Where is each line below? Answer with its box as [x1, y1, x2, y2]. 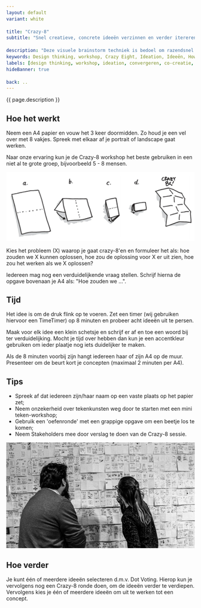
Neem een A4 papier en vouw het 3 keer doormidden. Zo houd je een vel [6, 129, 187, 137]
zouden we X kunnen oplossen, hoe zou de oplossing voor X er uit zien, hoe [6, 253, 194, 260]
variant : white [6, 16, 44, 22]
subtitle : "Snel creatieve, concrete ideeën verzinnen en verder [6, 35, 172, 41]
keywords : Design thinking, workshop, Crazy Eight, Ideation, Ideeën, [6, 54, 186, 60]
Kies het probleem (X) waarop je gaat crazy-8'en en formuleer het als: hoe [6, 247, 190, 254]
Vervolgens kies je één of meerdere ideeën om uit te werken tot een [6, 589, 173, 596]
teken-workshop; [14, 411, 58, 418]
